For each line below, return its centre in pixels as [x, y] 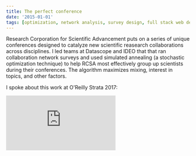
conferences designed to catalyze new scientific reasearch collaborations [95, 45]
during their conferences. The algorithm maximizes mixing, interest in [90, 70]
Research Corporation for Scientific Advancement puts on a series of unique [98, 39]
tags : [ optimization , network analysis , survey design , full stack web [95, 22]
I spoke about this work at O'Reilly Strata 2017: [62, 88]
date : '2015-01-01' [30, 17]
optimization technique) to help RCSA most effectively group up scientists [95, 64]
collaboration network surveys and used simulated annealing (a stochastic [95, 58]
